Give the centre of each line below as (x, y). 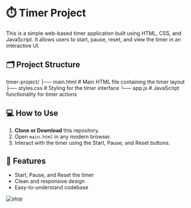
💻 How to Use (32, 113)
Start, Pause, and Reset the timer (54, 175)
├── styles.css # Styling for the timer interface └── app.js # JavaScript (93, 88)
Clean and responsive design (50, 181)
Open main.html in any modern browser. (63, 136)
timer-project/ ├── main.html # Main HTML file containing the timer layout (95, 82)
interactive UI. (23, 46)
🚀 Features (26, 161)
